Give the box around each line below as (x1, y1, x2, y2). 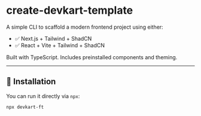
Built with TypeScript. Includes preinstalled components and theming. (6, 53, 178, 60)
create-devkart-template (6, 4, 133, 17)
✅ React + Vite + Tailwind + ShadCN (14, 41, 105, 48)
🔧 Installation (6, 77, 56, 87)
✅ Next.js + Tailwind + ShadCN (14, 35, 92, 42)
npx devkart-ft (6, 104, 44, 110)
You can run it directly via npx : (6, 92, 80, 99)
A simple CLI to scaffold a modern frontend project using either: (6, 23, 163, 30)
